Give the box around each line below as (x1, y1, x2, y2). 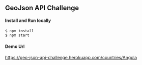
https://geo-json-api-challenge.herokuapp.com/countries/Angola (5, 54, 137, 60)
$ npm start (5, 33, 29, 38)
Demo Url (5, 43, 25, 49)
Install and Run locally (5, 17, 51, 23)
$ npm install (5, 28, 34, 33)
